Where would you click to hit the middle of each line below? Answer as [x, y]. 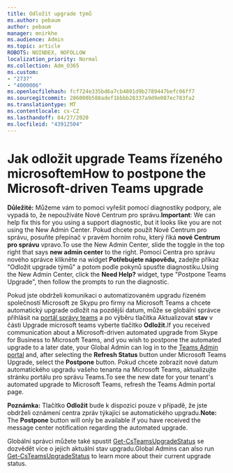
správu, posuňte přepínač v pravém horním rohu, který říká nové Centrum [114, 238]
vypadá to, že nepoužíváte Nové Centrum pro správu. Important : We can [112, 215]
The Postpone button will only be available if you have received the [104, 421]
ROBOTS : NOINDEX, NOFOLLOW [46, 53]
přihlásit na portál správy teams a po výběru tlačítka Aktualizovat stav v [110, 318]
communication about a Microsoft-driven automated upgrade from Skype [113, 333]
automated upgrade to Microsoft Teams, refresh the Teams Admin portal [111, 384]
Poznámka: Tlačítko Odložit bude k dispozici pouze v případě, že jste [107, 405]
